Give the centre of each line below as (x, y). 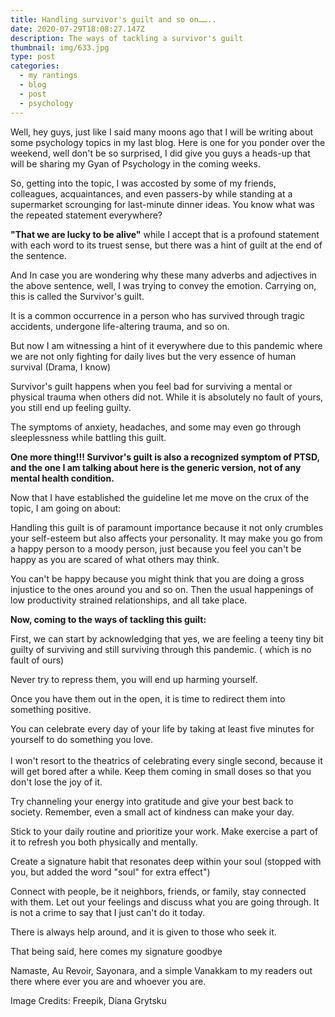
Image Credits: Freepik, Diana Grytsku (88, 1000)
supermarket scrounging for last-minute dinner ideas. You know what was (162, 204)
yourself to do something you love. (82, 739)
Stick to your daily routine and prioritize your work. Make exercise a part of (164, 831)
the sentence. (38, 255)
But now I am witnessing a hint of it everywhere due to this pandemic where (166, 345)
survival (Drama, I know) (61, 367)
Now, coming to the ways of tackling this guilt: (108, 619)
